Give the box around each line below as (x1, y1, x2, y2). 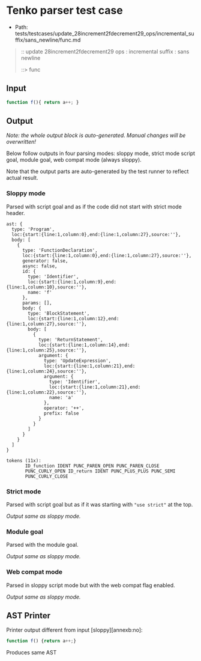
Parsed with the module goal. (6, 541, 79, 549)
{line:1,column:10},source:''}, (6, 284, 87, 290)
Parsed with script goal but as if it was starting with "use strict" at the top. (6, 501, 193, 508)
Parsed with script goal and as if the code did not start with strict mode (6, 203, 182, 210)
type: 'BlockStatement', (28, 310, 90, 316)
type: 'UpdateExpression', (44, 358, 112, 364)
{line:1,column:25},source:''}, (6, 347, 87, 353)
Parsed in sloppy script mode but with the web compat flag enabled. (6, 581, 175, 589)
